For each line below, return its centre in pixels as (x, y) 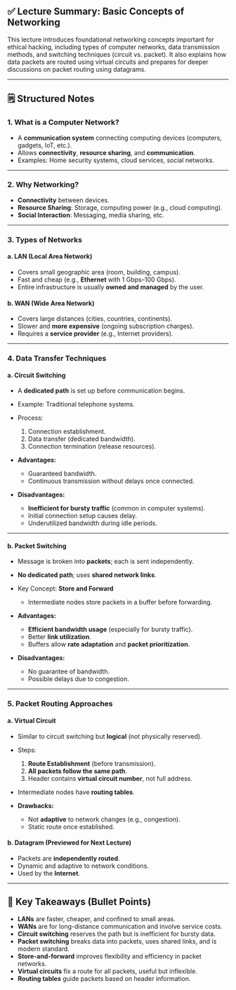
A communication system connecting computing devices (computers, (120, 138)
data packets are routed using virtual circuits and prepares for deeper (108, 62)
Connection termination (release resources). (92, 447)
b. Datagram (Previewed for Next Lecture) (70, 843)
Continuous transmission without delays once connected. (111, 481)
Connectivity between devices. (64, 200)
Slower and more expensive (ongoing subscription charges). (106, 326)
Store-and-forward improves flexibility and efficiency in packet (109, 956)
